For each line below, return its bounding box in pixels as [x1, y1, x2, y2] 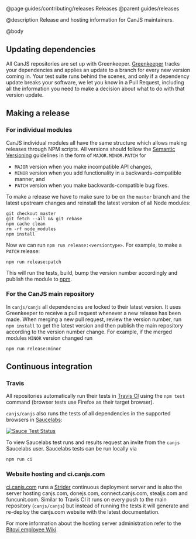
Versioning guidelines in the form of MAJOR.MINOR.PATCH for [6, 152, 146, 159]
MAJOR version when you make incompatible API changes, [14, 163, 153, 170]
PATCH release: [6, 247, 40, 254]
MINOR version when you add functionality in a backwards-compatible [14, 169, 181, 176]
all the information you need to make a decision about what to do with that [6, 85, 185, 92]
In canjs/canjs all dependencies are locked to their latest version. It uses [6, 303, 181, 310]
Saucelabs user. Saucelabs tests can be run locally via [6, 445, 137, 452]
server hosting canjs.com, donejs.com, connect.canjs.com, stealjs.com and [6, 489, 188, 497]
